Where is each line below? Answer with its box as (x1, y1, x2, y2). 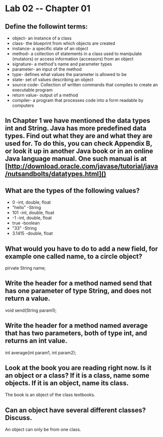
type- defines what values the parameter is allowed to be (12, 72, 127, 77)
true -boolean (12, 220, 40, 226)
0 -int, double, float (12, 199, 51, 205)
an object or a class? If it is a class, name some (5, 371, 150, 380)
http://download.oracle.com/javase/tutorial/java (7, 162, 158, 171)
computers (12, 103, 34, 108)
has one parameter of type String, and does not (5, 287, 152, 295)
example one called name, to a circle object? (5, 252, 143, 261)
